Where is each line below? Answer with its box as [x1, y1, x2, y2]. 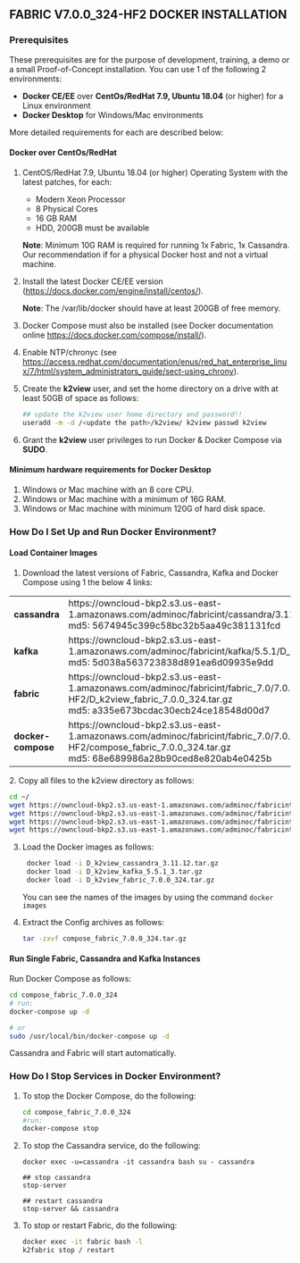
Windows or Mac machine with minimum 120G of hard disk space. [21, 503, 266, 514]
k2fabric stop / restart [21, 1246, 115, 1255]
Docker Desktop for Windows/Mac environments [21, 109, 204, 120]
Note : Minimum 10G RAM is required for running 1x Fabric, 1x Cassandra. [21, 239, 290, 250]
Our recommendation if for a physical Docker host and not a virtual [21, 249, 269, 260]
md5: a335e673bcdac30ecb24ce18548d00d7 [68, 704, 271, 716]
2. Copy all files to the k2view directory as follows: [9, 774, 195, 785]
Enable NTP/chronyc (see [21, 347, 118, 357]
